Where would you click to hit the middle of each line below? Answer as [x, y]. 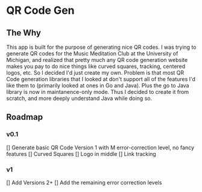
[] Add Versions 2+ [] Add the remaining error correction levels [84, 182]
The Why [24, 33]
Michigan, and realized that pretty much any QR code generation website [97, 60]
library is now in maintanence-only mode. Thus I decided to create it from [98, 92]
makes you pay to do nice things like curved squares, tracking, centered [96, 66]
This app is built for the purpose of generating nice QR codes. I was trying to [101, 47]
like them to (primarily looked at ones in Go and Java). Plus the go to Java [98, 85]
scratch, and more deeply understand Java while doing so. [79, 98]
